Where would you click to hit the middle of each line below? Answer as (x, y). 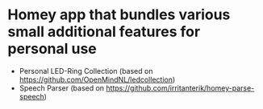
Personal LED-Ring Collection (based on (86, 71)
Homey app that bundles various (119, 15)
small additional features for (104, 32)
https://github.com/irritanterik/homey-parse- (180, 88)
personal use (52, 49)
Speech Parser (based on (62, 88)
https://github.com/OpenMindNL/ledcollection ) (97, 79)
